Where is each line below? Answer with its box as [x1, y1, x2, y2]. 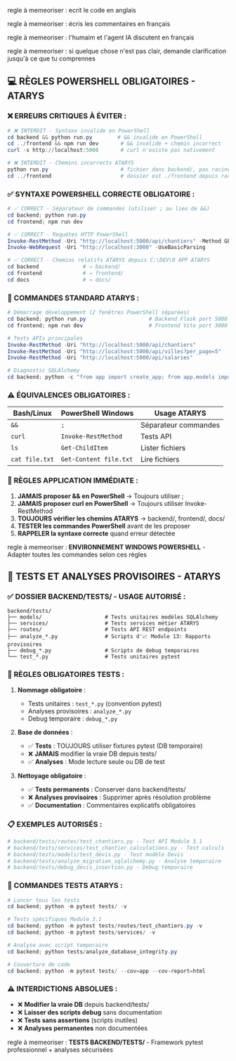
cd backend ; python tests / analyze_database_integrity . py [7, 948, 178, 955]
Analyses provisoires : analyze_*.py [27, 706, 132, 715]
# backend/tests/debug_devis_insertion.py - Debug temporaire [7, 864, 193, 871]
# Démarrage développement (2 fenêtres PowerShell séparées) [7, 309, 190, 316]
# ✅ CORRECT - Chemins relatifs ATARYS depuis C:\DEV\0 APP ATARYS [7, 257, 211, 264]
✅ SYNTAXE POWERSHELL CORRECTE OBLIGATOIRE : [7, 189, 195, 199]
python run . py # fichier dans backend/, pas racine [7, 166, 231, 173]
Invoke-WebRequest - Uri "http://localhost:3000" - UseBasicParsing [7, 244, 206, 251]
